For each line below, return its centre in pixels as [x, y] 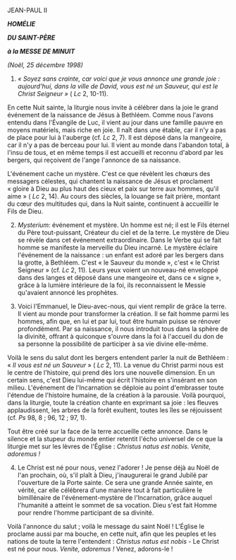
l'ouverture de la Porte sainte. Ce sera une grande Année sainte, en [115, 483]
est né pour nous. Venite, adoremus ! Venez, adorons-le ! [90, 549]
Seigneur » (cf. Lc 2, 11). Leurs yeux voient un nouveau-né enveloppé [118, 270]
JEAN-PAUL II [27, 10]
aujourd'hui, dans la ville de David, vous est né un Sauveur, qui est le [118, 86]
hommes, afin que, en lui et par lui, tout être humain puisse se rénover [119, 321]
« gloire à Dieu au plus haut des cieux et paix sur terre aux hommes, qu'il [113, 189]
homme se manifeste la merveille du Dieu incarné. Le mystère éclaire [118, 247]
